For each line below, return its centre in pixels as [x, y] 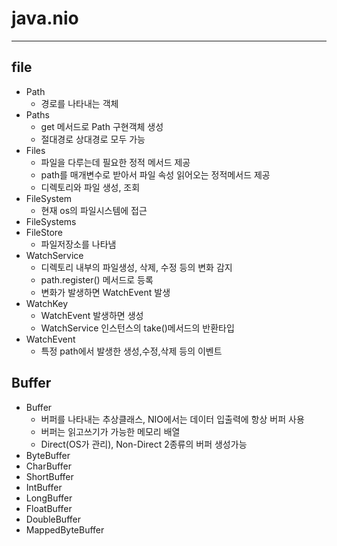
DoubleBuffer [53, 519]
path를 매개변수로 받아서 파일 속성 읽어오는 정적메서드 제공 [155, 174]
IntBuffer [44, 487]
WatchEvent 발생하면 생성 [92, 315]
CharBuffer [48, 466]
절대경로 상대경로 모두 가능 [93, 139]
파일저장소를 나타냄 [78, 244]
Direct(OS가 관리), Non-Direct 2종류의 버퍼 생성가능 [144, 444]
